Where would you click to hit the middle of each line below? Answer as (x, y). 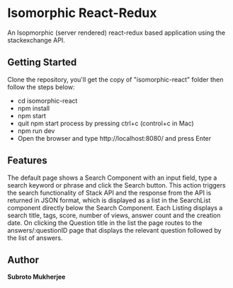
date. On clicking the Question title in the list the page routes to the (105, 223)
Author (23, 260)
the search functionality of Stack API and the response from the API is (109, 192)
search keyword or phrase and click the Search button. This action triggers (116, 185)
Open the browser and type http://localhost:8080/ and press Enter (114, 138)
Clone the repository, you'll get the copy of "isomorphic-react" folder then (115, 79)
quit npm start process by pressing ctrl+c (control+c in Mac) (106, 123)
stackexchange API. (36, 40)
